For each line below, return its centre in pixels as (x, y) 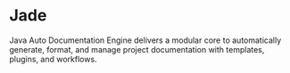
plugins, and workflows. (53, 59)
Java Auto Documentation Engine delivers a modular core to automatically (145, 40)
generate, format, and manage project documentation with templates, (137, 49)
